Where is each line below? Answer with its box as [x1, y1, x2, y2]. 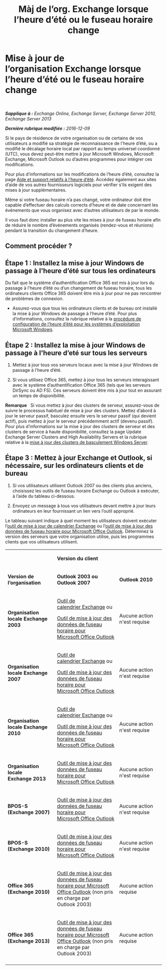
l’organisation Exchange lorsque [5, 63, 142, 75]
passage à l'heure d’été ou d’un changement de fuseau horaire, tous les [5, 285, 152, 291]
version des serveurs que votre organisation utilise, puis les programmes [5, 534, 154, 539]
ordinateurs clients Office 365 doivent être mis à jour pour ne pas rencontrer [5, 290, 162, 297]
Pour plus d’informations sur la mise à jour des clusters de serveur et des [5, 423, 155, 429]
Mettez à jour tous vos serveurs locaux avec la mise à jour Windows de [12, 362, 158, 368]
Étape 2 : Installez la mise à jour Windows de [5, 341, 146, 349]
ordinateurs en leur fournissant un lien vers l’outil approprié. [12, 508, 135, 514]
